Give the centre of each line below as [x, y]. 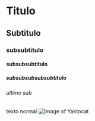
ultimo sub [19, 93]
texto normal [22, 111]
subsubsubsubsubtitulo [37, 77]
